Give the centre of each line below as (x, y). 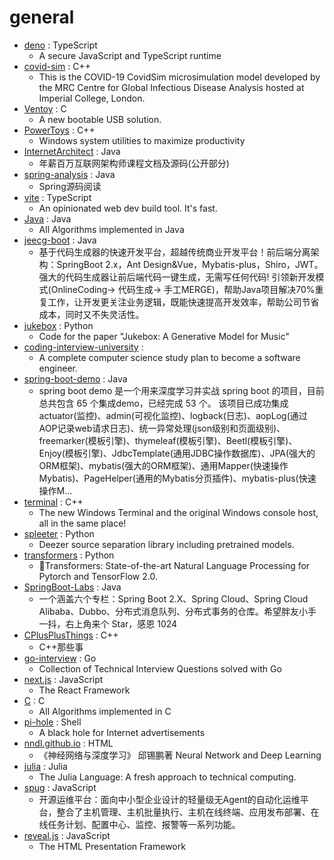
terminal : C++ (53, 502)
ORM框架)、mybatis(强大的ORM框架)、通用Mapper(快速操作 (163, 465)
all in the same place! (82, 523)
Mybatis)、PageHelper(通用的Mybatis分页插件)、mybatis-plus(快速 (177, 478)
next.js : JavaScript (63, 679)
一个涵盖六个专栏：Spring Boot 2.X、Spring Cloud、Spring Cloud (173, 598)
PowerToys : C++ (59, 130)
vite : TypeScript (57, 197)
